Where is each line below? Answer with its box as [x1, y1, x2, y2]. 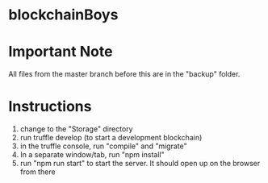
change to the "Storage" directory [19, 124, 133, 134]
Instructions [8, 98, 92, 116]
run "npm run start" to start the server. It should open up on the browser [19, 159, 261, 168]
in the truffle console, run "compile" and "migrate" [19, 141, 187, 151]
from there [19, 167, 56, 177]
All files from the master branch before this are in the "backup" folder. [8, 69, 241, 79]
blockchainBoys [8, 6, 119, 24]
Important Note [8, 43, 113, 61]
